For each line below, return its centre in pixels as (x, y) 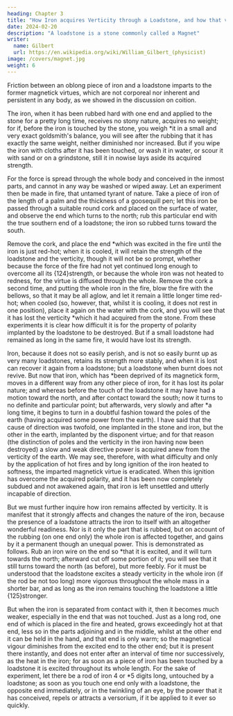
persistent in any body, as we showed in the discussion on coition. (102, 100)
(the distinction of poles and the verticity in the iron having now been (106, 441)
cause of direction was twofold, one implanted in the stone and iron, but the (115, 427)
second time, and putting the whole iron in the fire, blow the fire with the (110, 288)
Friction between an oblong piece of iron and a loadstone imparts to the (110, 85)
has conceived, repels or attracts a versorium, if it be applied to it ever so (112, 698)
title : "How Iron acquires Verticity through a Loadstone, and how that (114, 20)
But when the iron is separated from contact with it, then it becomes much (113, 609)
